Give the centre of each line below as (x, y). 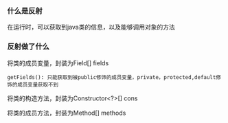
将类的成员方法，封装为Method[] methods (67, 113)
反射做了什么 (28, 47)
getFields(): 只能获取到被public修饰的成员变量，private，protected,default (112, 77)
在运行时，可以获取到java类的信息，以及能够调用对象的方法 (91, 27)
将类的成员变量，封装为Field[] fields (58, 63)
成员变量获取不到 (37, 85)
